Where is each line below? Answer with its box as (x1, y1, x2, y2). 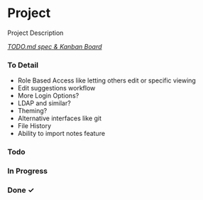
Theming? (17, 107, 48, 115)
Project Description (7, 28, 64, 37)
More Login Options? (17, 91, 79, 100)
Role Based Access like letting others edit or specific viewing (17, 76, 197, 85)
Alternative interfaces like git (17, 114, 101, 122)
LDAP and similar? (17, 99, 71, 107)
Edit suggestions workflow (17, 84, 96, 93)
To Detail (7, 60, 39, 70)
